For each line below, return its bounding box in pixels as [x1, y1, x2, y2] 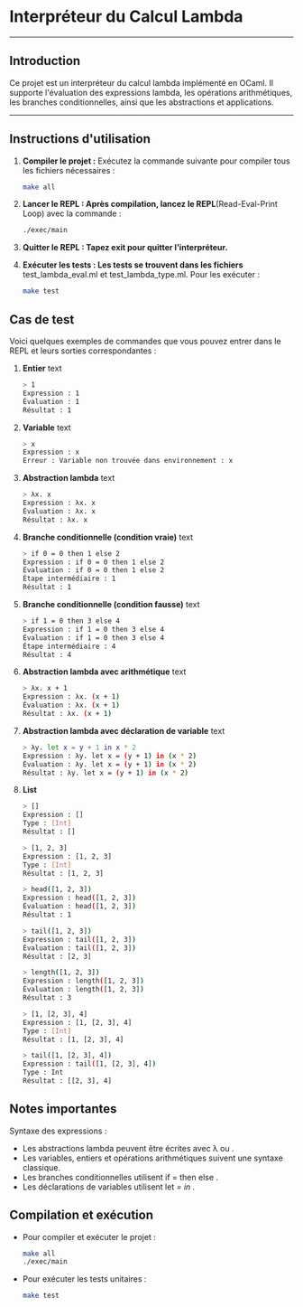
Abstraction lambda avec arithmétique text [22, 666, 187, 677]
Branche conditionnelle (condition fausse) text [22, 599, 200, 609]
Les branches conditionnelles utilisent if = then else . [22, 1171, 219, 1182]
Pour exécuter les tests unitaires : [22, 1274, 147, 1284]
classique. [22, 1161, 61, 1172]
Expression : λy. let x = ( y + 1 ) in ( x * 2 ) [22, 751, 197, 760]
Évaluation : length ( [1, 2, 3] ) [22, 985, 144, 994]
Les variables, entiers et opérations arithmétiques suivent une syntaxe [22, 1152, 284, 1163]
